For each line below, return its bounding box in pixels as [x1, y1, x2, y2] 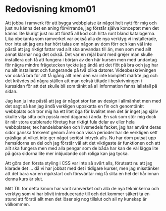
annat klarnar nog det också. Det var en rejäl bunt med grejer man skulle [5, 51, 153, 57]
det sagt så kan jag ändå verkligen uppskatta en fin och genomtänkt [5, 103, 144, 109]
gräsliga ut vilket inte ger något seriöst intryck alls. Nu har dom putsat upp [5, 135, 156, 141]
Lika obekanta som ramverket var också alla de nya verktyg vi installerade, [5, 36, 158, 42]
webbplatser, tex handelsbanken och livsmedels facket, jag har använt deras [5, 124, 162, 130]
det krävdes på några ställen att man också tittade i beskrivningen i [5, 78, 142, 84]
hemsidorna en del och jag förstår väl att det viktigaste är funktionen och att [5, 140, 160, 146]
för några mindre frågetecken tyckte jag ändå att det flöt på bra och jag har [5, 62, 159, 68]
